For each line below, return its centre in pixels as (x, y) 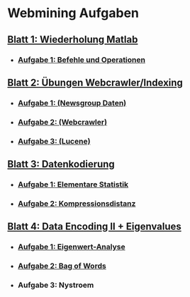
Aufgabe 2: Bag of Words (62, 266)
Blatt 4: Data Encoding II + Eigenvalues (95, 227)
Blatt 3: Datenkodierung (61, 164)
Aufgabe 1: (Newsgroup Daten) (72, 103)
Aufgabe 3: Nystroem (56, 285)
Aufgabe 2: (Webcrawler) (62, 122)
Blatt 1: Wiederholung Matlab (73, 40)
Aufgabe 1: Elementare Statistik (73, 184)
